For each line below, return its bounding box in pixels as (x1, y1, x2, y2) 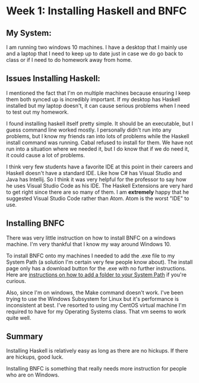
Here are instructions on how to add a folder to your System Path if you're (6, 271, 187, 278)
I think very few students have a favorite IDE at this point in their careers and (6, 163, 193, 170)
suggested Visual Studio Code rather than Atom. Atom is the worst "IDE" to (6, 195, 189, 202)
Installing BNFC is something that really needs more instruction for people (6, 365, 187, 372)
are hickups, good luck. (6, 353, 64, 361)
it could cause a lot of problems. (6, 151, 85, 158)
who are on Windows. (6, 371, 59, 379)
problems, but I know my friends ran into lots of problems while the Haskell (6, 132, 189, 139)
